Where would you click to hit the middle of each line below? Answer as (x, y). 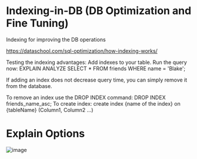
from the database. (29, 86)
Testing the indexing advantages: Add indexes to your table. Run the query (96, 62)
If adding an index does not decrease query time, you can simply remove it (97, 80)
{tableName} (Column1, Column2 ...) (50, 110)
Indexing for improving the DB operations (56, 39)
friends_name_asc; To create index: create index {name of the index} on (93, 103)
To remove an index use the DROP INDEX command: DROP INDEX (86, 97)
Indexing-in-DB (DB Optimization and (99, 11)
